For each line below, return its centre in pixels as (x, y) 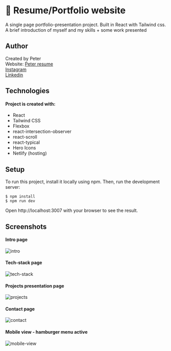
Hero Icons (24, 148)
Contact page (20, 309)
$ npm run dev (20, 201)
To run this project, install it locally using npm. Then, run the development (82, 182)
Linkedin (14, 75)
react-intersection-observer (42, 131)
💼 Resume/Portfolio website (66, 10)
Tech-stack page (24, 262)
